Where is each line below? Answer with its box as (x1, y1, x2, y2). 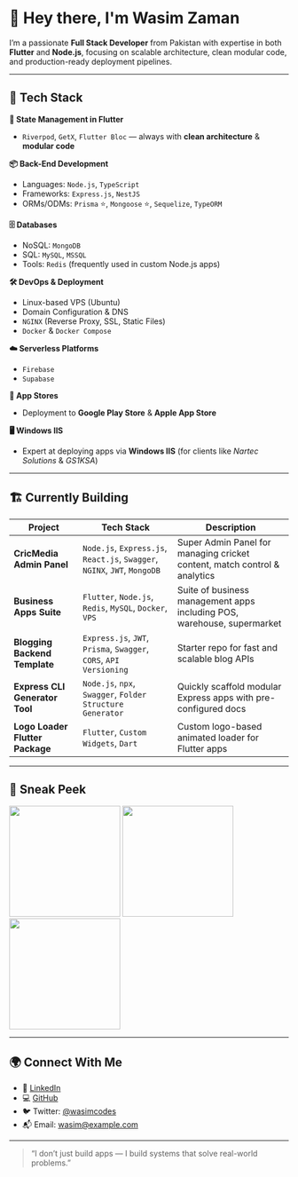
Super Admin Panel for (176, 536, 272, 549)
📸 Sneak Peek (9, 781, 87, 797)
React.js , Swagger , (82, 552, 159, 565)
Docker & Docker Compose (21, 325, 112, 336)
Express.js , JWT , (82, 631, 149, 644)
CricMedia (13, 547, 59, 559)
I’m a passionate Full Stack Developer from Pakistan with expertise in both (9, 37, 282, 48)
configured (176, 702, 223, 715)
